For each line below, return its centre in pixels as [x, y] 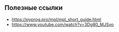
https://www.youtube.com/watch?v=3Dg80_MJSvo [63, 24]
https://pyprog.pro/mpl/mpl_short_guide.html [56, 19]
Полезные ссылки [34, 8]
